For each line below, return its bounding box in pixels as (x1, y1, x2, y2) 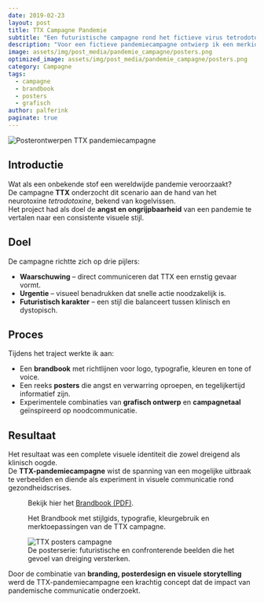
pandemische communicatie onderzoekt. (8, 586, 141, 595)
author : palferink (8, 107, 68, 115)
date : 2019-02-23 (8, 11, 65, 20)
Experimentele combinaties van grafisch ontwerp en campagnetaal (19, 398, 241, 407)
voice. (19, 372, 40, 382)
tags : (8, 70, 26, 78)
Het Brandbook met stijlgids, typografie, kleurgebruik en (27, 513, 210, 523)
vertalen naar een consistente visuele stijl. (8, 213, 145, 222)
